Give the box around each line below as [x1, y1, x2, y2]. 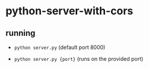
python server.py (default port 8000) [14, 44, 106, 51]
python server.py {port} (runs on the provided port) [14, 55, 144, 62]
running [5, 28, 36, 38]
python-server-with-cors [5, 4, 134, 18]
